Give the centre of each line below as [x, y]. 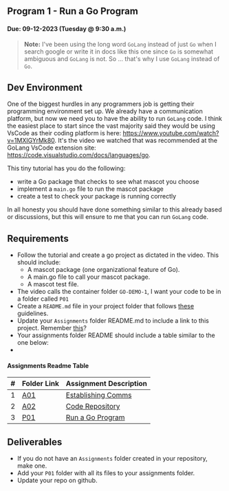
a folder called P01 [43, 299]
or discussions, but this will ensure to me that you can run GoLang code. [108, 217]
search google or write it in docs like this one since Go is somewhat [119, 52]
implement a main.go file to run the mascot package [90, 189]
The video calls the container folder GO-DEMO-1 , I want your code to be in [119, 292]
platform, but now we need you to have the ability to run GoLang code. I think [115, 119]
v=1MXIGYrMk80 [31, 141]
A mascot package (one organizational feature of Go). [103, 270]
